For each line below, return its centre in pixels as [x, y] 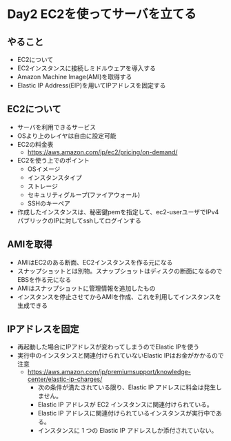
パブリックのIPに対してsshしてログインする [79, 220]
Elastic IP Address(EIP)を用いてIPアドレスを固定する [91, 85]
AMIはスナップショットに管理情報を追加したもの [86, 288]
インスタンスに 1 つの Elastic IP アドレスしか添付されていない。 [128, 431]
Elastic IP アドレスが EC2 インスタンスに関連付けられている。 [125, 404]
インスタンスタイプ [55, 177]
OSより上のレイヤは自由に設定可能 [67, 136]
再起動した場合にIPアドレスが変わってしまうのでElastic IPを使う [108, 347]
